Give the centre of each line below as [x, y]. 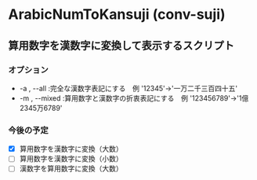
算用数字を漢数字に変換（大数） [71, 149]
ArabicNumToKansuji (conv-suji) [117, 15]
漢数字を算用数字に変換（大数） [71, 169]
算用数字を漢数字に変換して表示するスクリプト [121, 45]
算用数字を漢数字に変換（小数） [71, 159]
